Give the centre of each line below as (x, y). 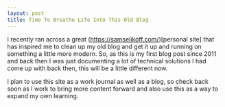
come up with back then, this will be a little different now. (87, 68)
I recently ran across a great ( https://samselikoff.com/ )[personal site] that (111, 39)
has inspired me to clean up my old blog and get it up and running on (105, 46)
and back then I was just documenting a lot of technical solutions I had (107, 61)
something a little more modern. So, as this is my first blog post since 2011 (112, 53)
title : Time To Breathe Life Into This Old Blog (78, 20)
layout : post (26, 13)
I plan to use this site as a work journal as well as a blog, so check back (108, 81)
